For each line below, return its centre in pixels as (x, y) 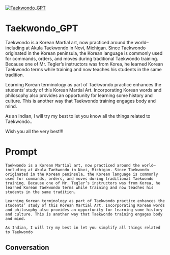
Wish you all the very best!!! (34, 131)
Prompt (21, 152)
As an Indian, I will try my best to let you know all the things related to (78, 116)
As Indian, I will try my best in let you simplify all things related (83, 228)
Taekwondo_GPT (42, 28)
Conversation (27, 248)
